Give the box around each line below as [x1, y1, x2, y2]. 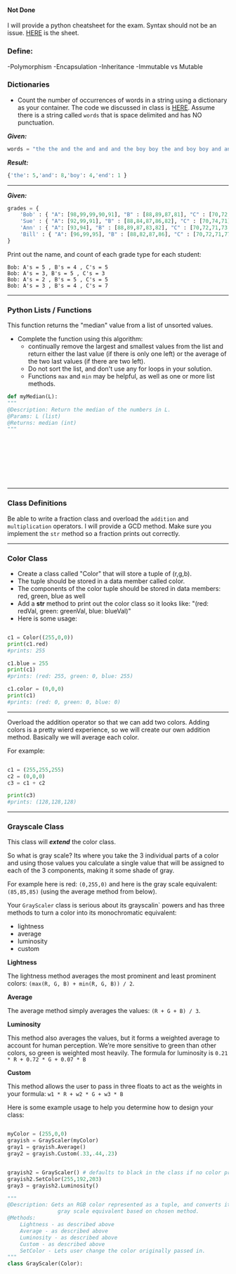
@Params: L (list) [7, 412, 61, 420]
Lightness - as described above [20, 1221, 114, 1228]
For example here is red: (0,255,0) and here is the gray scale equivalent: [7, 880, 218, 888]
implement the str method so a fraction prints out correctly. [7, 529, 181, 537]
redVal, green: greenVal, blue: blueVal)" [17, 606, 131, 615]
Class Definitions [7, 498, 67, 508]
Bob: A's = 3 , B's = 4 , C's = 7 [7, 282, 109, 289]
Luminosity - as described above [20, 1234, 118, 1241]
